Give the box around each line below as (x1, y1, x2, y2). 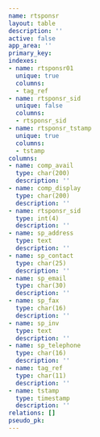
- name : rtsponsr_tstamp (8, 124, 92, 132)
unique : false (15, 102, 63, 110)
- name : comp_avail (8, 162, 74, 170)
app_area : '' (8, 42, 52, 50)
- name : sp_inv (8, 319, 60, 327)
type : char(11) (15, 372, 67, 380)
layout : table (8, 19, 56, 27)
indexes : (8, 57, 38, 65)
